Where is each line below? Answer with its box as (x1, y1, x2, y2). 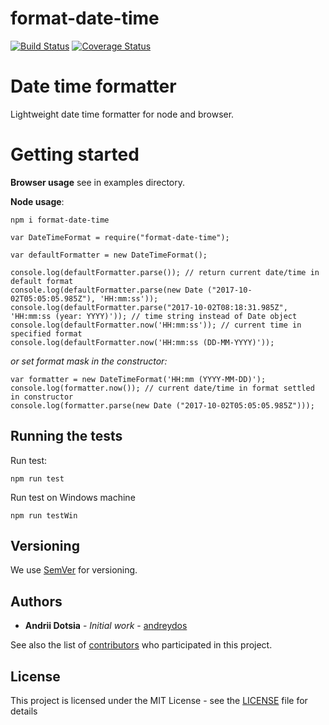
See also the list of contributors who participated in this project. (10, 639, 273, 651)
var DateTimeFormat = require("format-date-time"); (10, 232, 230, 242)
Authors (10, 593, 63, 610)
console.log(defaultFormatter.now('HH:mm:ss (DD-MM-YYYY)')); (10, 337, 275, 347)
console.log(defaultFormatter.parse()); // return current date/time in (10, 267, 320, 277)
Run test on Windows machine (10, 491, 136, 503)
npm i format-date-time (10, 215, 110, 225)
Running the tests (10, 428, 123, 445)
